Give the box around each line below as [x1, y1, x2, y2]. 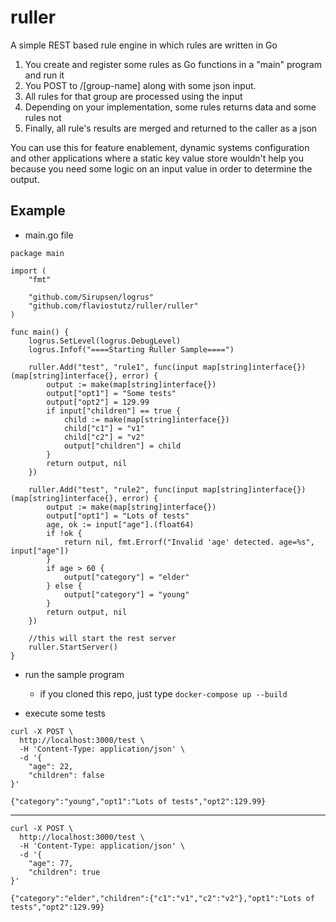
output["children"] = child [63, 441, 182, 451]
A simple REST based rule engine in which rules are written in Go [10, 39, 278, 51]
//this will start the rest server [28, 633, 177, 643]
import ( [10, 266, 47, 276]
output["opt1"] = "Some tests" [46, 388, 177, 398]
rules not [24, 111, 62, 123]
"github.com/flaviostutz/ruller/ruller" [28, 301, 199, 311]
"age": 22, [28, 761, 74, 771]
